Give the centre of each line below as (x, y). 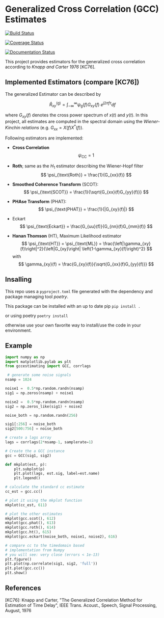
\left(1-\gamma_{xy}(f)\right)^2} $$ (117, 249)
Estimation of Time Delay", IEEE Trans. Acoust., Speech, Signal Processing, (81, 605)
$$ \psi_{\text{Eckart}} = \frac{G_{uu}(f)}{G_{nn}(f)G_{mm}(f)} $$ (86, 226)
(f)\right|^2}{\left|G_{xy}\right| (50, 249)
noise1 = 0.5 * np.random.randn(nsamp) (45, 389)
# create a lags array (28, 438)
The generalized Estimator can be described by (53, 94)
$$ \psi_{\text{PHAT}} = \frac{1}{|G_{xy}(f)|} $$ (86, 209)
